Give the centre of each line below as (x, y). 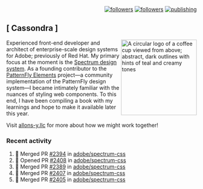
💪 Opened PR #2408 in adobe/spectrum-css (70, 161)
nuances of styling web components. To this (61, 94)
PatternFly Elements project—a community (60, 75)
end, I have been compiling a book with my (60, 100)
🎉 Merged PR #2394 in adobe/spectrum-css (70, 154)
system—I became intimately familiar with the (63, 88)
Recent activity (29, 141)
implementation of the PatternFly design (56, 81)
